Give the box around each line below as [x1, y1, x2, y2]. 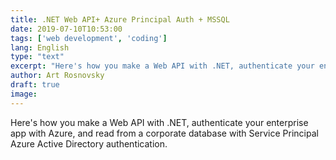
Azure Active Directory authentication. [10, 137, 168, 150]
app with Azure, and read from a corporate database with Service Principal [10, 127, 319, 139]
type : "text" [10, 52, 65, 62]
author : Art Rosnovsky [10, 71, 105, 81]
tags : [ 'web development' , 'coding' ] [10, 33, 168, 43]
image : [10, 89, 38, 99]
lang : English [10, 42, 70, 53]
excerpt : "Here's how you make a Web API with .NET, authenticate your [10, 61, 315, 71]
